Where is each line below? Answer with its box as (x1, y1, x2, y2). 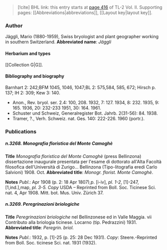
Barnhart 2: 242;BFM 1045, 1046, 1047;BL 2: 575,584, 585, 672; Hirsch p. (5, 84, 156, 90)
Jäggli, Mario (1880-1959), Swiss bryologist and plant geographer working (5, 34, 159, 40)
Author (5, 22, 23, 29)
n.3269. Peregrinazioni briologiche (5, 201, 80, 207)
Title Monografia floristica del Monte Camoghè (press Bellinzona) (5, 153, 141, 159)
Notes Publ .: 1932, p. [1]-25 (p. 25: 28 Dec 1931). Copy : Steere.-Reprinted (5, 234, 157, 240)
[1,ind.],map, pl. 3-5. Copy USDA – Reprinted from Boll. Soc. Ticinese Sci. (5, 184, 156, 190)
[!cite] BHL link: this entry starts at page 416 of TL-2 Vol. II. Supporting (17, 5, 162, 10)
